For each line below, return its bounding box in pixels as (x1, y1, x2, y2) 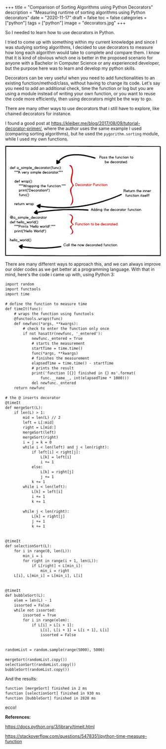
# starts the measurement (31, 341, 85, 346)
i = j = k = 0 (23, 440, 52, 445)
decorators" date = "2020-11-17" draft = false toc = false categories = (5, 15, 147, 20)
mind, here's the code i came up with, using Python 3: (5, 271, 115, 277)
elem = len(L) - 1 (14, 598, 52, 603)
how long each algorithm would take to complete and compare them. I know (5, 49, 160, 55)
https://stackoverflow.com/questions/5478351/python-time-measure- (5, 733, 147, 739)
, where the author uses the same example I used (41, 125, 142, 131)
